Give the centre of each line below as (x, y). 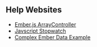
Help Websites (34, 10)
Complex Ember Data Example (52, 37)
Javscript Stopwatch (40, 31)
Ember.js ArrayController (45, 24)
